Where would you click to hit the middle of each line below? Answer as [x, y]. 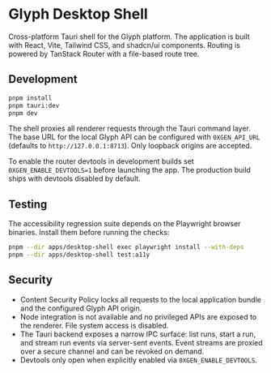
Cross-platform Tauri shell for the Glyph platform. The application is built [129, 36]
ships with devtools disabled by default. [75, 178]
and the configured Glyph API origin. [81, 308]
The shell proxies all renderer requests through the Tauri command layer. [129, 129]
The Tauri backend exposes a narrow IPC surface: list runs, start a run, [138, 334]
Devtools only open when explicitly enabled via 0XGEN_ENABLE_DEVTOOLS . [138, 360]
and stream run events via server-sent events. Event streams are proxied [141, 342]
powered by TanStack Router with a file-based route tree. [104, 54]
